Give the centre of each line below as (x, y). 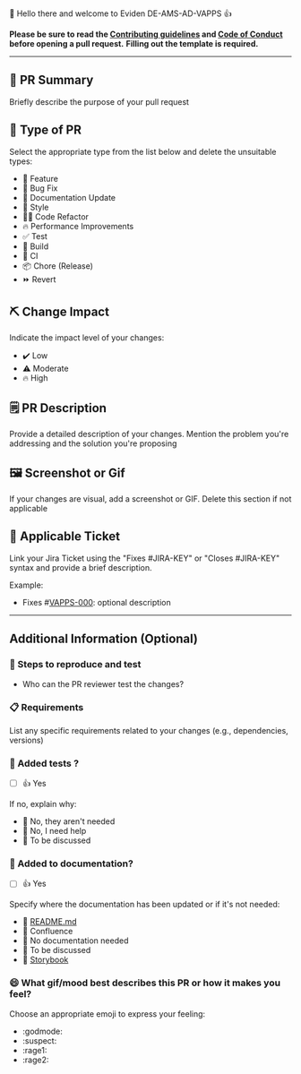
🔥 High (35, 378)
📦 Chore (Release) (58, 266)
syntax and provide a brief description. (81, 567)
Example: (26, 585)
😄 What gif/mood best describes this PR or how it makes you (145, 983)
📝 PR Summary (52, 80)
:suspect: (39, 1040)
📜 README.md (50, 922)
